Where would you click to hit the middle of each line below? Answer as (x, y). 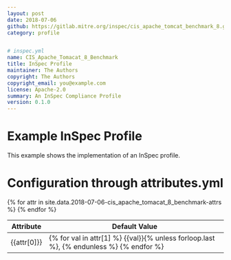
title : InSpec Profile (40, 64)
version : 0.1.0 (29, 102)
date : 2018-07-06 (32, 20)
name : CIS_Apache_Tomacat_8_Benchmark (63, 58)
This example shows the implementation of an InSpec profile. (94, 155)
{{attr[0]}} (26, 242)
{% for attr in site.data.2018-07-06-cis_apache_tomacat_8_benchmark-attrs (114, 202)
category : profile (33, 33)
